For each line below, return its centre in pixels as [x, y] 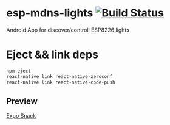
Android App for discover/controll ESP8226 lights [68, 30]
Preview [22, 101]
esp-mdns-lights [50, 13]
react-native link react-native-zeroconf [59, 76]
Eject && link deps [53, 55]
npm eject [19, 71]
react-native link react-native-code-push [61, 82]
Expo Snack [21, 116]
